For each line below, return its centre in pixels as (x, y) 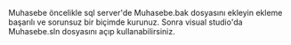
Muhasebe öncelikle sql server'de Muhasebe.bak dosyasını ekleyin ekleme (145, 13)
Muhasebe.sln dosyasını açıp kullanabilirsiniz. (92, 31)
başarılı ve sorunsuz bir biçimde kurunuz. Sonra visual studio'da (125, 22)
